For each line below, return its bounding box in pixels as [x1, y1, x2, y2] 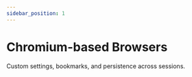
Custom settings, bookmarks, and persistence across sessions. [6, 62, 186, 70]
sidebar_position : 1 [6, 10, 66, 17]
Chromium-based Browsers [6, 39, 168, 55]
